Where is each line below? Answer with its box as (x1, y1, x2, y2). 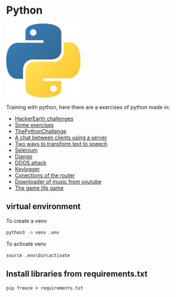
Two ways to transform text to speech (14, 140, 108, 147)
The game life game (14, 184, 64, 191)
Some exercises (14, 121, 55, 128)
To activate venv (6, 240, 47, 247)
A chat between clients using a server (14, 134, 108, 141)
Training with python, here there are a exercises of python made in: (6, 103, 170, 110)
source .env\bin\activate (6, 253, 70, 258)
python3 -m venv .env (6, 229, 60, 235)
